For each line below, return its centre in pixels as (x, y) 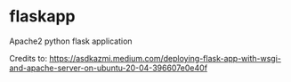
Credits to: (28, 58)
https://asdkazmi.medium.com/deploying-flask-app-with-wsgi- (165, 58)
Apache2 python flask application (71, 41)
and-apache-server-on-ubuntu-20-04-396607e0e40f (108, 68)
